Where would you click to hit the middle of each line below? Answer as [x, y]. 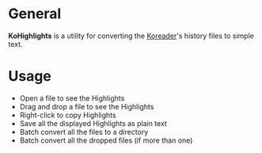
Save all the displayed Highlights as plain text [93, 123]
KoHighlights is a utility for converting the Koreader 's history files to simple [131, 36]
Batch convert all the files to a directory [84, 132]
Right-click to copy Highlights [68, 115]
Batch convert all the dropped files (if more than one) [106, 140]
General [35, 14]
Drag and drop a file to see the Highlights [87, 106]
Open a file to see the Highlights [72, 98]
